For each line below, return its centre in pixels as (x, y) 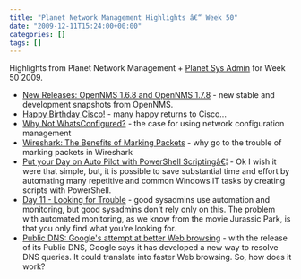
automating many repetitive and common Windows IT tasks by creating (154, 181)
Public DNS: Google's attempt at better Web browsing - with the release (155, 238)
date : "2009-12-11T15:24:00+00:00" (76, 26)
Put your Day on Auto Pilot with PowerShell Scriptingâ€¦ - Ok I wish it (149, 161)
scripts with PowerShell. (67, 190)
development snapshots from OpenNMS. (98, 105)
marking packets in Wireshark (77, 153)
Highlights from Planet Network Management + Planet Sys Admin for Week (147, 68)
